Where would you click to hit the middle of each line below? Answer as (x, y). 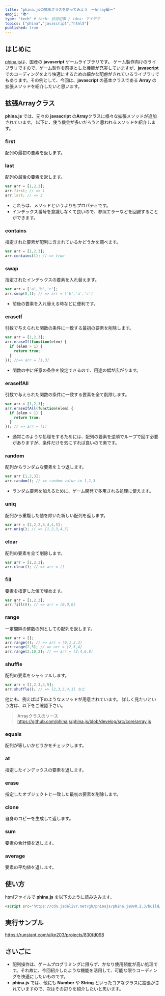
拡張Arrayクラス (30, 103)
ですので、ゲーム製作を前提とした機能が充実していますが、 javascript (88, 68)
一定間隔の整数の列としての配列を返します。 (50, 629)
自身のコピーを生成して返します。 (39, 819)
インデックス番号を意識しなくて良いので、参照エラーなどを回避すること (85, 211)
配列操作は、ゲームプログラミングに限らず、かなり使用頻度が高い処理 (83, 964)
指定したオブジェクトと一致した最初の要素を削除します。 (63, 794)
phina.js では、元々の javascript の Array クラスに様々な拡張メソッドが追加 (81, 116)
